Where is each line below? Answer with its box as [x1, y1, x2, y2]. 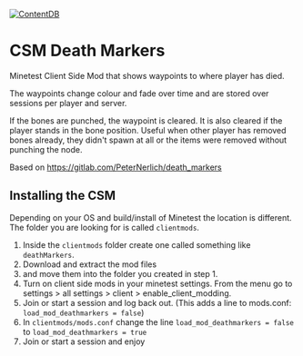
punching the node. [9, 143, 83, 154]
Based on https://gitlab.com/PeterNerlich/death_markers [9, 162, 223, 173]
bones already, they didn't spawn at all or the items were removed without [9, 134, 288, 145]
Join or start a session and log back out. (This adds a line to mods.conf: [22, 297, 292, 308]
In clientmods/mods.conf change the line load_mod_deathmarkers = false [22, 316, 294, 327]
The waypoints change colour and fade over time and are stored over [9, 87, 269, 99]
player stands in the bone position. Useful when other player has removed [9, 124, 287, 135]
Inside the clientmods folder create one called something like [22, 239, 251, 250]
